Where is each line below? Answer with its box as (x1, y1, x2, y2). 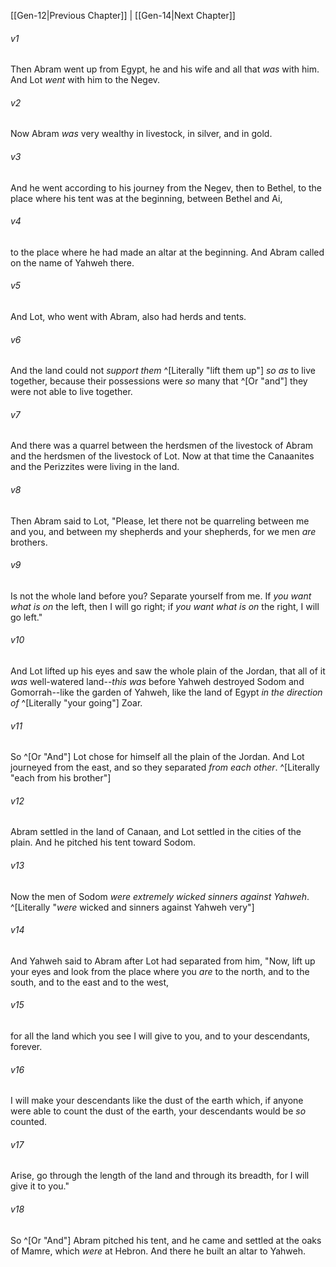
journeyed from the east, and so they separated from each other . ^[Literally (10, 761, 320, 774)
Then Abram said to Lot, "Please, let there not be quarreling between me (10, 515, 310, 527)
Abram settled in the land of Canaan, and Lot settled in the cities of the (10, 826, 302, 838)
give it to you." (10, 1180, 70, 1192)
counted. (10, 1116, 48, 1128)
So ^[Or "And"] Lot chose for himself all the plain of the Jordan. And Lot (10, 751, 305, 763)
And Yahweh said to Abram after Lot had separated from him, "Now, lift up (10, 955, 316, 967)
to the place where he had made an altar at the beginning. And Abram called (10, 246, 325, 258)
